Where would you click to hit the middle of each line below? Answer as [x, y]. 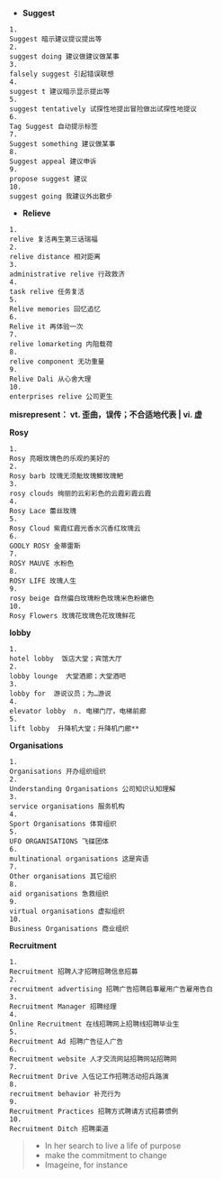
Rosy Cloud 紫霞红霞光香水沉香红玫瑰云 [75, 529]
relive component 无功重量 [57, 362]
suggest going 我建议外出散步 [61, 197]
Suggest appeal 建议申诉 [53, 161]
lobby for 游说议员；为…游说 [61, 694]
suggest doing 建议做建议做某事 [64, 57]
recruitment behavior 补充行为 [65, 1094]
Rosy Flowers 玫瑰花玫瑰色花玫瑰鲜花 [72, 616]
